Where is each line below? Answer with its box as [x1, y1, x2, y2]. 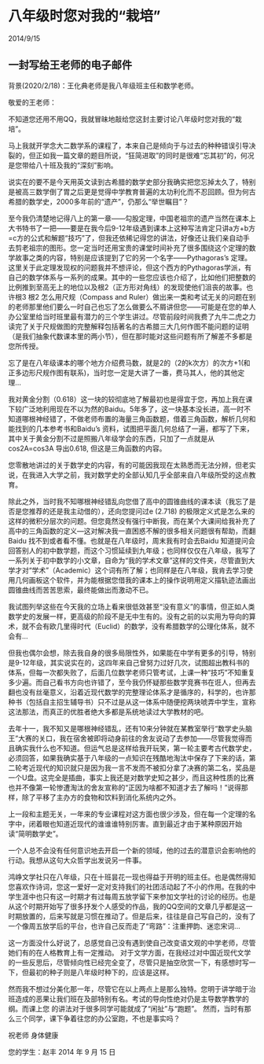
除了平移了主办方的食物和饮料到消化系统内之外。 [21, 792, 181, 802]
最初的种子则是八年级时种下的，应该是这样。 [28, 967, 174, 977]
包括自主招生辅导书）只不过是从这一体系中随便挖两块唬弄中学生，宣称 [28, 697, 256, 706]
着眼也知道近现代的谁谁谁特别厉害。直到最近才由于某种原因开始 [35, 819, 242, 828]
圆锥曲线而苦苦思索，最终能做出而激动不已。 [8, 585, 153, 595]
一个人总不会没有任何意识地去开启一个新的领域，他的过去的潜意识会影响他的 [8, 845, 256, 855]
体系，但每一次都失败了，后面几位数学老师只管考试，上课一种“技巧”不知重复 [8, 668, 255, 677]
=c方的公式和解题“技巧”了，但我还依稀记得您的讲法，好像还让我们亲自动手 [8, 233, 250, 242]
